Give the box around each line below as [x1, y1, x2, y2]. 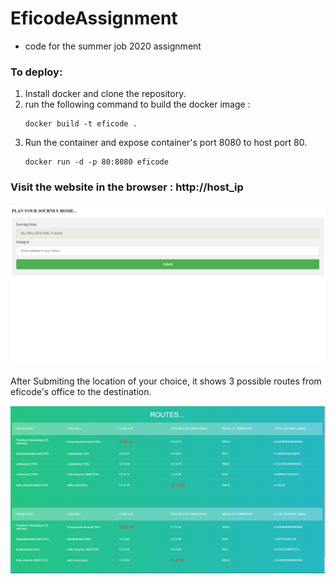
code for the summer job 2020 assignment [24, 40, 202, 52]
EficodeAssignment [10, 7, 178, 30]
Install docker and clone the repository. [24, 88, 187, 100]
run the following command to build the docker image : [24, 98, 251, 111]
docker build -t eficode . [24, 119, 138, 129]
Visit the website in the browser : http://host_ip [10, 180, 244, 194]
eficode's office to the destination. [10, 385, 152, 397]
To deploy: [10, 65, 63, 79]
